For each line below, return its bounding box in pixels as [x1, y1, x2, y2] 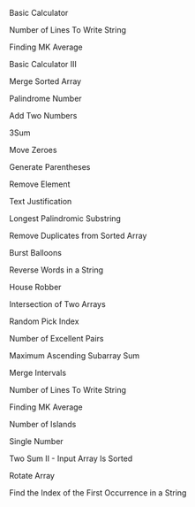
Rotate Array [9, 471, 56, 480]
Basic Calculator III [9, 59, 78, 69]
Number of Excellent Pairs [9, 334, 104, 343]
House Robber [9, 282, 62, 292]
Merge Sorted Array [9, 76, 82, 87]
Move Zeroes [9, 145, 57, 155]
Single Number [9, 436, 64, 446]
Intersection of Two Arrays [9, 299, 106, 309]
